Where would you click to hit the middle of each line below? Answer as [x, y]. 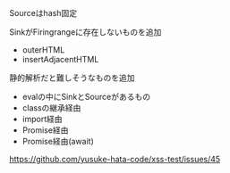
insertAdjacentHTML [60, 59]
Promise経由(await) [58, 141]
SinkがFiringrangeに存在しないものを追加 [85, 32]
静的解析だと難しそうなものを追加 [72, 78]
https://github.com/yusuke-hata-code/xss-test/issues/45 [115, 159]
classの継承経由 [51, 108]
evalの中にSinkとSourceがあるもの [86, 97]
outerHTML [43, 50]
